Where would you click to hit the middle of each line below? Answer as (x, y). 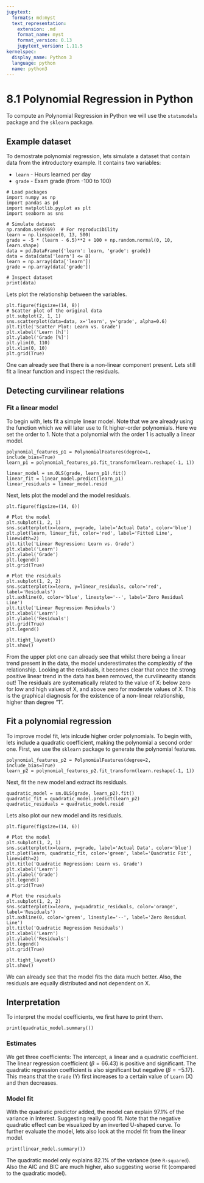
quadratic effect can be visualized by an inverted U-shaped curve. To (93, 1125)
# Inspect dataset (30, 278)
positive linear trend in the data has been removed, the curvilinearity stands (101, 676)
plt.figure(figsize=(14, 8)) (43, 306)
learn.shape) (23, 246)
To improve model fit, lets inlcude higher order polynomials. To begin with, (99, 736)
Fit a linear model (32, 408)
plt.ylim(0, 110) (28, 343)
